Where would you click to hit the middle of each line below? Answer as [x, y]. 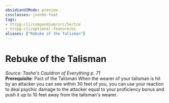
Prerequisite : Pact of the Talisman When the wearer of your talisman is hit [83, 78]
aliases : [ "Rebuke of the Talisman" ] [45, 34]
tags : [11, 19]
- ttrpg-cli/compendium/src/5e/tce [43, 24]
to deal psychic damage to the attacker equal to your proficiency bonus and [85, 89]
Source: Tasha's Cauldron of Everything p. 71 [53, 73]
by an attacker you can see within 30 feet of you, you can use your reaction [84, 84]
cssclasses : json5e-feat [32, 15]
